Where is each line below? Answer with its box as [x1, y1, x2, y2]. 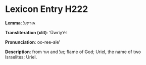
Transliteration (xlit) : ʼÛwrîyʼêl [5, 29, 67, 35]
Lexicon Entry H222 [5, 3, 88, 15]
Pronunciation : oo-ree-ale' [5, 39, 60, 45]
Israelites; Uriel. [5, 54, 37, 60]
